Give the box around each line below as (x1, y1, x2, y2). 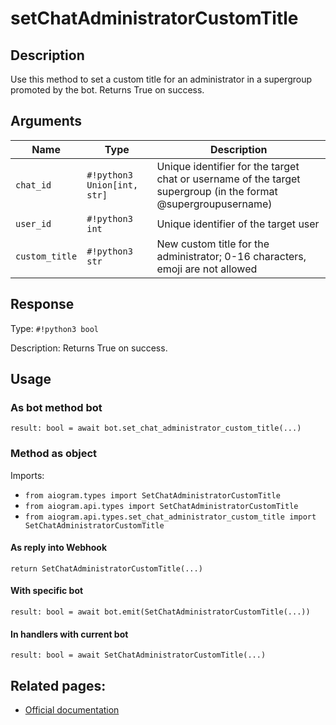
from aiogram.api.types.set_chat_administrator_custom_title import (24, 512, 317, 522)
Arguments (10, 113, 83, 130)
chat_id (15, 179, 52, 191)
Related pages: (10, 677, 107, 694)
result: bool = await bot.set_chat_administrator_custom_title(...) (10, 423, 302, 434)
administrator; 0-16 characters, (156, 249, 307, 263)
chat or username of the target (156, 172, 301, 186)
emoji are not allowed (156, 262, 258, 276)
